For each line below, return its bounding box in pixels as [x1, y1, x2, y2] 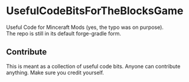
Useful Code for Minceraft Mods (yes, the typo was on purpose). [6, 24, 164, 31]
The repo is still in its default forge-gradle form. [6, 29, 122, 37]
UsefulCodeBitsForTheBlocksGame [6, 4, 184, 18]
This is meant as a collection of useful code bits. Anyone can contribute [6, 63, 181, 70]
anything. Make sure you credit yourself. [6, 69, 105, 76]
